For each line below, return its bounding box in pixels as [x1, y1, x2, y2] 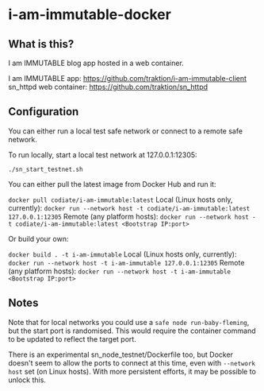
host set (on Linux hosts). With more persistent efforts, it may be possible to [8, 366, 256, 376]
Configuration [8, 105, 79, 118]
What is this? [8, 37, 75, 51]
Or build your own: [8, 234, 69, 243]
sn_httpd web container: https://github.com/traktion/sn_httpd [8, 82, 209, 91]
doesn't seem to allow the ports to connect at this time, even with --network [8, 358, 256, 367]
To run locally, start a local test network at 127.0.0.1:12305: [8, 149, 197, 160]
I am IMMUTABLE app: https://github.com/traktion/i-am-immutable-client [8, 74, 247, 83]
